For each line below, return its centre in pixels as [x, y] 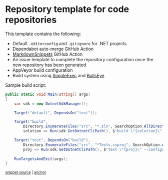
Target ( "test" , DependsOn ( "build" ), [52, 140]
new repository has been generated [49, 65]
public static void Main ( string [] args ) [48, 94]
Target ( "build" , [31, 122]
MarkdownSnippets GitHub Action [47, 54]
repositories [31, 20]
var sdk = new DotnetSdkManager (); [51, 104]
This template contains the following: [43, 34]
